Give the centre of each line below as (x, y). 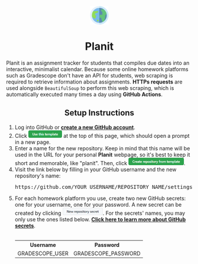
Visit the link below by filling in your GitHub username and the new (95, 169)
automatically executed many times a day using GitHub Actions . (85, 94)
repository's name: (38, 176)
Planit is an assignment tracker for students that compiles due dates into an (98, 63)
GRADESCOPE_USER (43, 253)
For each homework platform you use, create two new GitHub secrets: (100, 198)
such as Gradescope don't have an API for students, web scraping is (90, 75)
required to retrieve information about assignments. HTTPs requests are (94, 82)
